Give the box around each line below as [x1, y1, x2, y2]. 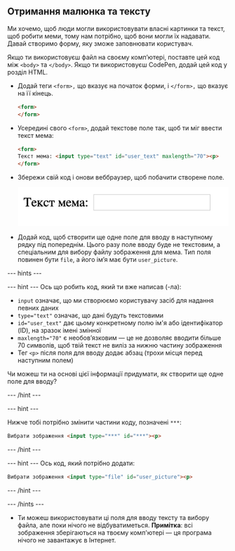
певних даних [17, 303, 59, 312]
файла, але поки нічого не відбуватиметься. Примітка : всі [17, 521, 193, 529]
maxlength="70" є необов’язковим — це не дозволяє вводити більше [17, 334, 222, 342]
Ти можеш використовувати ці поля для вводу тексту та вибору [17, 513, 210, 521]
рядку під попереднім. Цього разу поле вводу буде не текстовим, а [17, 240, 221, 248]
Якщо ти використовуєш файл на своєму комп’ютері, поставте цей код [7, 53, 220, 61]
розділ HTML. [7, 68, 48, 76]
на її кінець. [17, 89, 54, 97]
